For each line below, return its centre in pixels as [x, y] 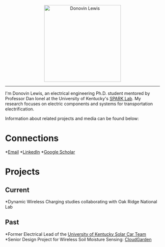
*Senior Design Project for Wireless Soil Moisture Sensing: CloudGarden [78, 239]
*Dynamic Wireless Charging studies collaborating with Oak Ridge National [81, 201]
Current [17, 190]
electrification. [20, 109]
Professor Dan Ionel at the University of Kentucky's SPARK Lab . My [73, 98]
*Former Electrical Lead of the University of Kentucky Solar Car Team [76, 234]
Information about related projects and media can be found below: [72, 118]
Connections [32, 138]
